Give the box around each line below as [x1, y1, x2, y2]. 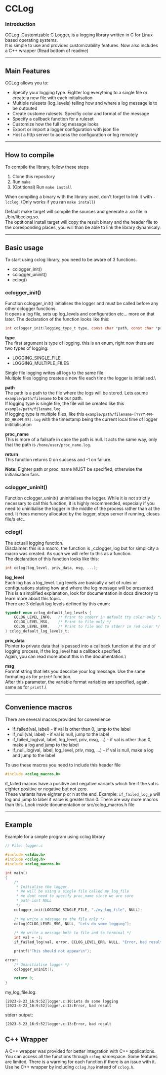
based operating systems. [5, 37, 58, 43]
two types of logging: [5, 345, 48, 351]
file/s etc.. [5, 516, 26, 522]
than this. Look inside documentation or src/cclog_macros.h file [5, 802, 135, 808]
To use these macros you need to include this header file [5, 762, 121, 768]
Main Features [5, 66, 50, 75]
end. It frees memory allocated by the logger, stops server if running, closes [5, 511, 160, 517]
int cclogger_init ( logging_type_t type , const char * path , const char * [5, 326, 158, 331]
